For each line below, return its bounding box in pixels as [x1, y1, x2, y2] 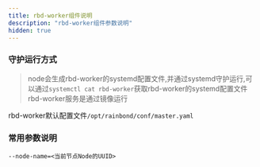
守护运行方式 [8, 54, 58, 65]
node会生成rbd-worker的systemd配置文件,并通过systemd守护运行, [27, 73, 246, 83]
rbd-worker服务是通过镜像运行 [27, 93, 128, 103]
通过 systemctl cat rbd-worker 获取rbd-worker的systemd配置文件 [34, 83, 248, 93]
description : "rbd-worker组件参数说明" [8, 19, 133, 27]
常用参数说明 [8, 132, 58, 143]
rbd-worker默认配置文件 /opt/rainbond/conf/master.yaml [8, 111, 194, 120]
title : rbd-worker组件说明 [8, 11, 93, 20]
